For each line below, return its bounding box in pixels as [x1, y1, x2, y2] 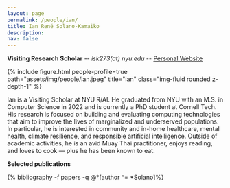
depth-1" [7, 82, 32, 91]
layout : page [7, 10, 45, 17]
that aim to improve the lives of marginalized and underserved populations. [7, 117, 219, 126]
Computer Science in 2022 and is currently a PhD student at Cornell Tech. [7, 103, 217, 111]
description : [7, 29, 45, 36]
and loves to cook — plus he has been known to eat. [7, 147, 156, 155]
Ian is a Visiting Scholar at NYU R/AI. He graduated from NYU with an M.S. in [7, 95, 224, 104]
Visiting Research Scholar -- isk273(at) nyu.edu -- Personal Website [7, 54, 203, 62]
